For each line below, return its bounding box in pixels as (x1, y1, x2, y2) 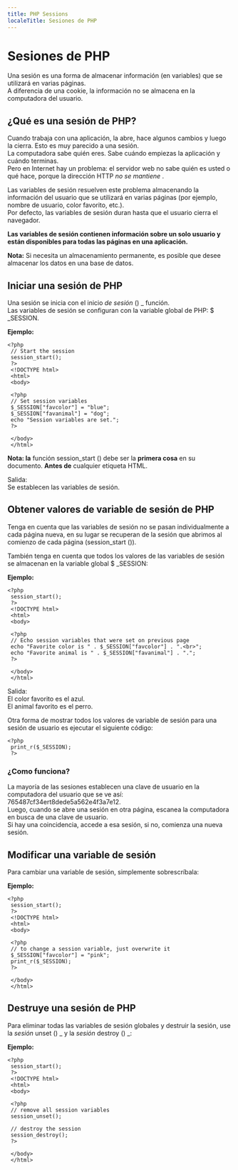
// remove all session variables (10, 1106, 110, 1114)
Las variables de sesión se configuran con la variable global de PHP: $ (7, 306, 214, 315)
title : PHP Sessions (7, 10, 69, 18)
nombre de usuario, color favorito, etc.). (7, 201, 125, 209)
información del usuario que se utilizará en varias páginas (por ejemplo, (7, 194, 218, 202)
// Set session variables (10, 398, 88, 405)
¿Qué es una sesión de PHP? (7, 115, 137, 127)
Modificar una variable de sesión (7, 849, 157, 861)
